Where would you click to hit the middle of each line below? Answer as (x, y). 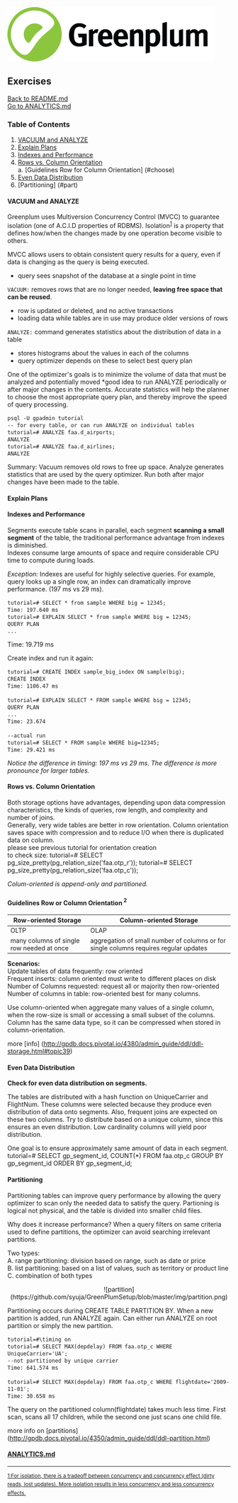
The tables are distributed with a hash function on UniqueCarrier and (108, 1097)
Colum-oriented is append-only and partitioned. (78, 884)
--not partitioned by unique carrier (63, 1361)
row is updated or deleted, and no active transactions (95, 310)
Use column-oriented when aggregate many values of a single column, (111, 1008)
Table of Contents (39, 124)
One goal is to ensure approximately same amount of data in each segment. (118, 1148)
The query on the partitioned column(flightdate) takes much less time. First (117, 1409)
